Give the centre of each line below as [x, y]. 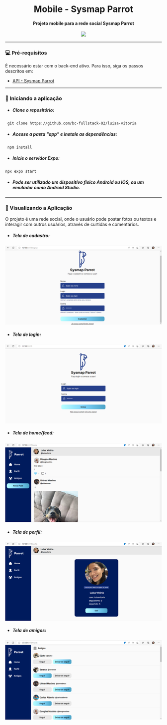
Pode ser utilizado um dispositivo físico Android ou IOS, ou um [78, 182]
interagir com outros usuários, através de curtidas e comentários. [72, 224]
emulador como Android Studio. [46, 188]
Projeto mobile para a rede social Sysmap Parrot [83, 23]
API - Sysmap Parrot [33, 80]
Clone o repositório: [33, 110]
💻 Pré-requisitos [26, 53]
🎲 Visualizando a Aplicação [39, 208]
